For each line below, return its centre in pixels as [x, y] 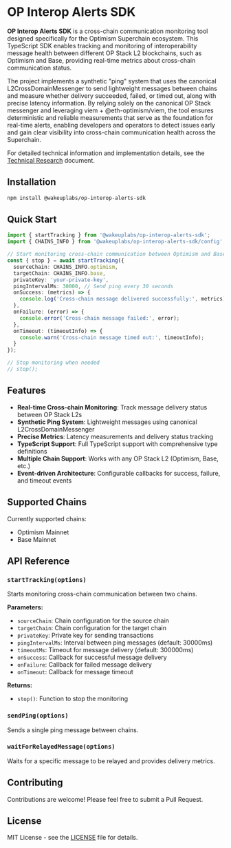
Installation [32, 182]
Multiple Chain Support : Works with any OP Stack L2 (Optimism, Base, [118, 458]
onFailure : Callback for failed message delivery [85, 665]
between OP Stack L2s [49, 414]
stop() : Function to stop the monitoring [73, 699]
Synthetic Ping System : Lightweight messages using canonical [107, 422]
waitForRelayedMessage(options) [61, 747]
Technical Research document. [51, 160]
